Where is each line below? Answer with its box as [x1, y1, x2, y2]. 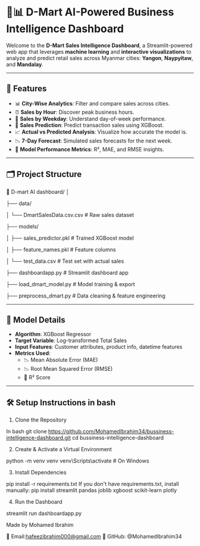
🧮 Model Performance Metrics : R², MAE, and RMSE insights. [14, 145, 165, 153]
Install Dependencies [14, 469, 67, 476]
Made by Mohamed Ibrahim [6, 522, 74, 529]
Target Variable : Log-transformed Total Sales [14, 337, 127, 344]
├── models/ [6, 222, 39, 230]
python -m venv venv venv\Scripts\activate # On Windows [6, 457, 149, 464]
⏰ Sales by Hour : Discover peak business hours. [14, 108, 135, 116]
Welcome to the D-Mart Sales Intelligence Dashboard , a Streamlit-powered [6, 42, 192, 49]
